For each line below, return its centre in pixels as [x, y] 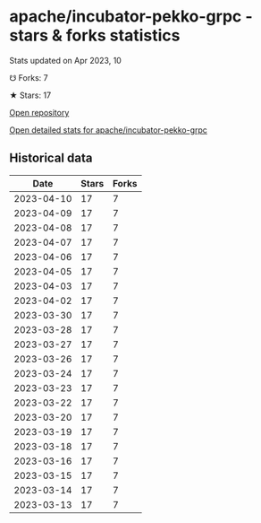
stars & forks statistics [95, 35]
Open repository [39, 112]
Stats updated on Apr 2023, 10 [66, 60]
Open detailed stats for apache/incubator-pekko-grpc [109, 130]
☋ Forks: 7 [29, 77]
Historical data [51, 158]
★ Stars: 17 [30, 95]
